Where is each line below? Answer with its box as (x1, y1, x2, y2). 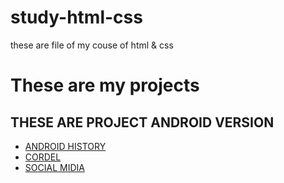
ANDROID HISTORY (24, 140, 107, 152)
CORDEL (24, 151, 62, 163)
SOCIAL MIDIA (24, 161, 85, 173)
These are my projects (10, 74, 200, 97)
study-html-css (10, 6, 143, 29)
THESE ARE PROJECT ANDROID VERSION (10, 114, 275, 131)
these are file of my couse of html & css (10, 39, 174, 51)
